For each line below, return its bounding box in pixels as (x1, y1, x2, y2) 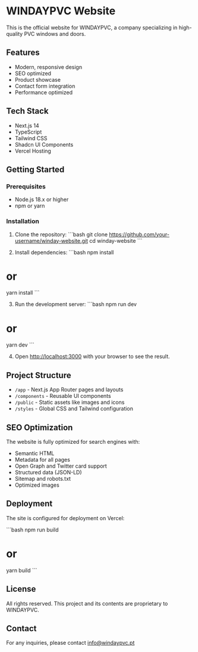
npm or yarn (14, 202, 45, 209)
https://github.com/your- (109, 231, 170, 238)
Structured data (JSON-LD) (14, 469, 82, 476)
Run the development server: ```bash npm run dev (14, 301, 137, 308)
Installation (6, 217, 40, 225)
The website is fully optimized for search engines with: (6, 438, 140, 446)
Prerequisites (6, 182, 46, 190)
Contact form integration (14, 82, 76, 89)
